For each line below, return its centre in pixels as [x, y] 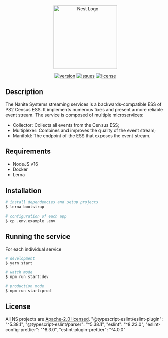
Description [24, 92]
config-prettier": [22, 329]
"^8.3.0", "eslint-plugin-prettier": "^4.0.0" [83, 329]
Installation [23, 191]
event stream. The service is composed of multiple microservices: [74, 115]
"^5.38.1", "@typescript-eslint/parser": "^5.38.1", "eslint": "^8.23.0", [75, 324]
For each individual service [33, 249]
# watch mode [19, 272]
